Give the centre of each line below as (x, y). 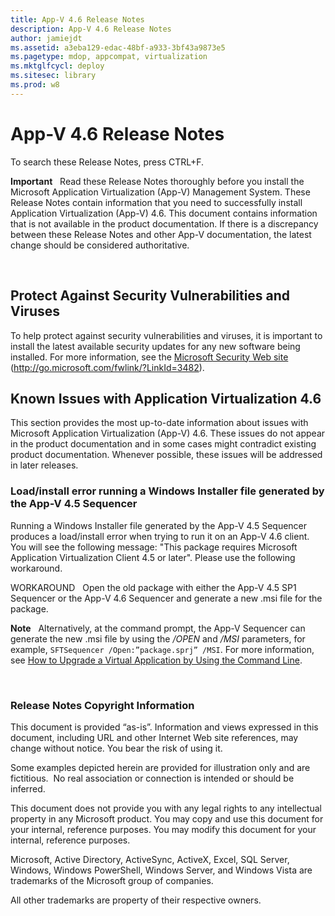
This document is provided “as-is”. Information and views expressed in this (164, 727)
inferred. (28, 788)
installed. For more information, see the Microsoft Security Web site (149, 357)
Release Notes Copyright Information (102, 705)
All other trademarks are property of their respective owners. (136, 900)
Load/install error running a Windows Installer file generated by (167, 491)
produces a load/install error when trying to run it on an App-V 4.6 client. (160, 536)
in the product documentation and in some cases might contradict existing (163, 444)
